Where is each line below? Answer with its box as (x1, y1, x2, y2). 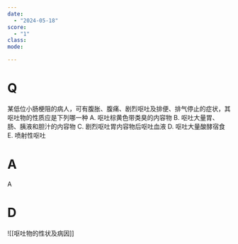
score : (7, 23, 27, 30)
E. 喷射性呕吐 (7, 131, 46, 139)
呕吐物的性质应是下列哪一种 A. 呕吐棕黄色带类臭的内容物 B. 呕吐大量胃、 (7, 113, 219, 121)
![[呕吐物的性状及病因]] (7, 228, 74, 238)
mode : (7, 43, 23, 50)
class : (7, 37, 27, 44)
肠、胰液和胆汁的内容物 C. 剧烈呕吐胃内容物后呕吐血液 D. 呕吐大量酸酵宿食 (7, 122, 225, 131)
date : (7, 10, 23, 18)
